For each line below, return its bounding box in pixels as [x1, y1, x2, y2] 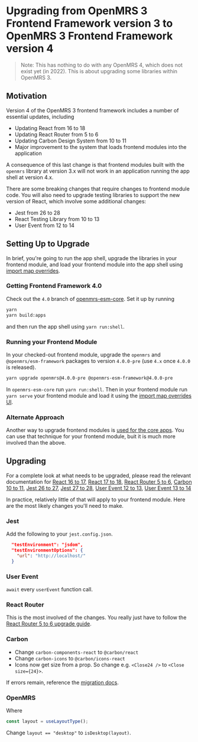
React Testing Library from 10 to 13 [14, 215, 100, 222]
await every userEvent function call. [6, 585, 93, 592]
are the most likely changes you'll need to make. [6, 502, 124, 509]
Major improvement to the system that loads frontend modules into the [14, 143, 187, 150]
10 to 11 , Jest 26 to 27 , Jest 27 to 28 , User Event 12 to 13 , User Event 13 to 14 [6, 484, 191, 491]
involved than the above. [6, 439, 66, 446]
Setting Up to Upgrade [6, 239, 90, 249]
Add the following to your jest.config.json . [6, 530, 113, 537]
